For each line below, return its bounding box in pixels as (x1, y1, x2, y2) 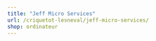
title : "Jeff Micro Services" (7, 10, 96, 17)
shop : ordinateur (7, 23, 58, 30)
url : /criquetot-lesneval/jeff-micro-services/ (7, 17, 150, 24)
